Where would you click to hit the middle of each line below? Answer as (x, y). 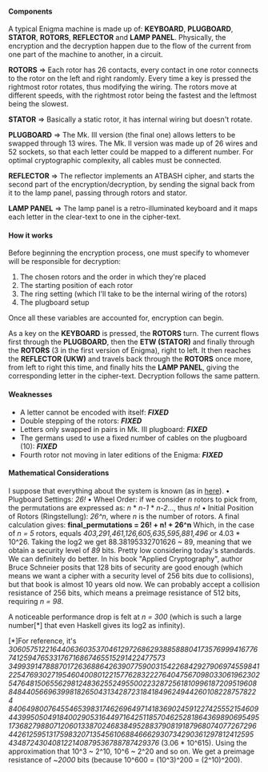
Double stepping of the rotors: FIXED (81, 421)
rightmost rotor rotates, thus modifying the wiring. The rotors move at (123, 87)
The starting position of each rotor (76, 286)
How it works (31, 235)
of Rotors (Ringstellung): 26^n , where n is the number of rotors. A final (124, 516)
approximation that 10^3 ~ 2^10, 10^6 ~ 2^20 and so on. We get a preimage (131, 751)
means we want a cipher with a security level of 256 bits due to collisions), (131, 575)
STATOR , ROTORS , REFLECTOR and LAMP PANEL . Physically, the (117, 38)
